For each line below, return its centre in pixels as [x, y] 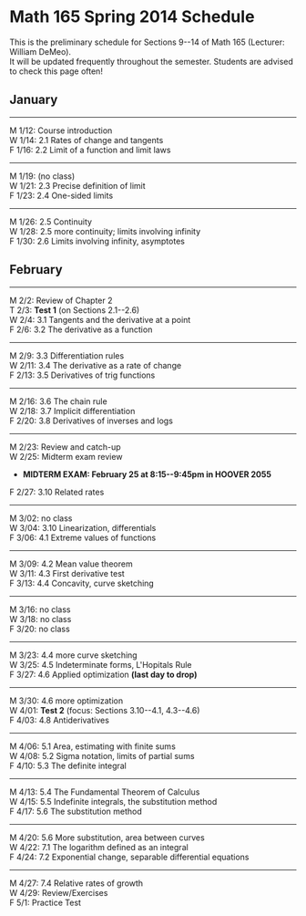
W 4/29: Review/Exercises [59, 892]
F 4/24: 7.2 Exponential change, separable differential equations [129, 857]
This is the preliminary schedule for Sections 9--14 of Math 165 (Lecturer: [147, 42]
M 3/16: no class [40, 609]
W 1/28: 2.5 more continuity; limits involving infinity [105, 231]
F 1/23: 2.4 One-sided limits [61, 195]
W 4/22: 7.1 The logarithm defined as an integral [99, 847]
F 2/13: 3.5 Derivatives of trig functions [82, 375]
